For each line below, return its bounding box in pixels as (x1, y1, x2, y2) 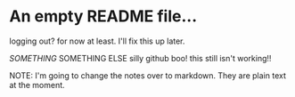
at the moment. (9, 79, 65, 90)
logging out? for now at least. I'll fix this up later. (9, 36, 185, 46)
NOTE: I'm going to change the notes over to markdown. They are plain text (9, 69, 287, 81)
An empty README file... (9, 6, 198, 27)
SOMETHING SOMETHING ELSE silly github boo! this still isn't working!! (9, 53, 272, 63)
